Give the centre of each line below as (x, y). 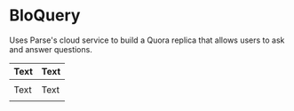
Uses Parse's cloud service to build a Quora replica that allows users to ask (147, 40)
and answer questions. (51, 49)
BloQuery (45, 16)
